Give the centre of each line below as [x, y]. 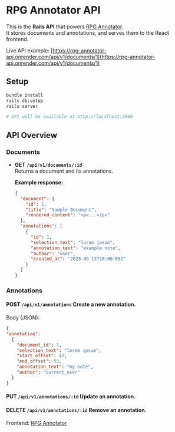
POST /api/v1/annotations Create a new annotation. [71, 305]
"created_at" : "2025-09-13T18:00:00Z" [78, 259]
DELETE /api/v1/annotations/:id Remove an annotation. [76, 410]
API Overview [32, 135]
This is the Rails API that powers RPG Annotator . [65, 27]
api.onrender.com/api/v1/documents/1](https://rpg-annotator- [81, 57]
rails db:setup [25, 101]
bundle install [25, 95]
